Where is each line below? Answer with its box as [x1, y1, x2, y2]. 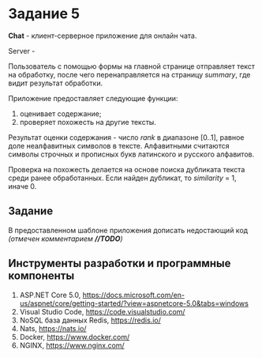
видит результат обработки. [8, 78, 103, 88]
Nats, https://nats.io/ [19, 323, 87, 333]
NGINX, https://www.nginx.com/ [19, 341, 125, 350]
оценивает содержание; [19, 108, 102, 119]
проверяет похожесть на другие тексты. [19, 117, 156, 126]
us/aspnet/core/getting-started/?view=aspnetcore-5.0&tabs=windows [19, 298, 249, 308]
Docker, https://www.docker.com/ [19, 332, 130, 341]
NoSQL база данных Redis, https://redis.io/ [19, 315, 162, 325]
